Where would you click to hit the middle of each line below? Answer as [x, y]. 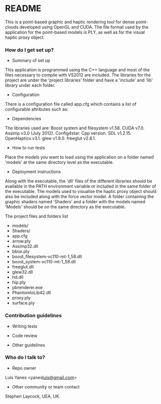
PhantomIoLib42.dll [31, 293]
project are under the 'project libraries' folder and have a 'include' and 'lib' [79, 80]
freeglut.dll [23, 267]
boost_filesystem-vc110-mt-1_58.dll [47, 257]
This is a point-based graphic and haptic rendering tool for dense [70, 22]
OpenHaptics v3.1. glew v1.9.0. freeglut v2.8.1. [51, 138]
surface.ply [23, 303]
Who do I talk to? [25, 357]
